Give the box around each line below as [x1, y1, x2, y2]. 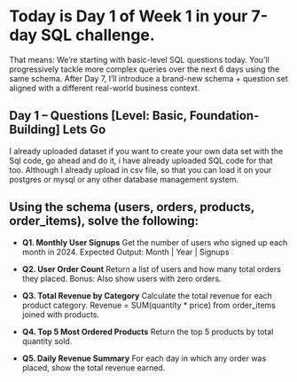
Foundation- [189, 108, 260, 123]
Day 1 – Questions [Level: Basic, [9, 108, 188, 123]
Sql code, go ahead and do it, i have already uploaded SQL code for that [9, 155, 273, 166]
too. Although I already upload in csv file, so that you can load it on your [9, 164, 272, 175]
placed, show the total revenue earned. [21, 362, 166, 373]
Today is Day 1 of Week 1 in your [9, 6, 248, 27]
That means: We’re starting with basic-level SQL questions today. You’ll [9, 54, 270, 65]
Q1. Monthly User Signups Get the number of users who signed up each [21, 237, 288, 247]
